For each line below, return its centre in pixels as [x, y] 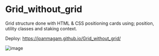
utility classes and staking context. [41, 28]
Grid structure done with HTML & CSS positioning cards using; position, [80, 23]
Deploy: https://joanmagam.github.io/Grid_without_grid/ [63, 38]
